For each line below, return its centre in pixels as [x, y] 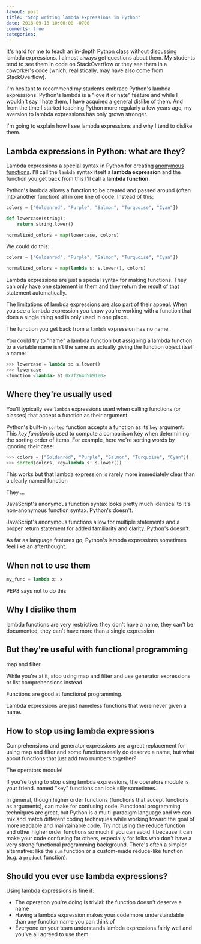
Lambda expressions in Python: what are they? [96, 151]
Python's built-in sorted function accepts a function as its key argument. [95, 427]
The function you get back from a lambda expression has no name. [88, 329]
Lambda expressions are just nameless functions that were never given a [97, 705]
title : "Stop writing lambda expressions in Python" [73, 17]
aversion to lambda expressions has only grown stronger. [77, 114]
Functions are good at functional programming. [64, 694]
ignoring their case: [30, 446]
